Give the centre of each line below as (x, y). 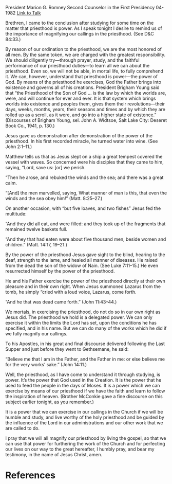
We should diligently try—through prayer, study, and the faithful (72, 60)
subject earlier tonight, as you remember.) (50, 402)
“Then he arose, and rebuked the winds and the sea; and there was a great (84, 177)
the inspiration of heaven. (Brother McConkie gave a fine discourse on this (84, 396)
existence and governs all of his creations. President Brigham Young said (83, 87)
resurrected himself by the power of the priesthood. (60, 271)
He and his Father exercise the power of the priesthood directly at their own (85, 281)
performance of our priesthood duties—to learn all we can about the (78, 66)
